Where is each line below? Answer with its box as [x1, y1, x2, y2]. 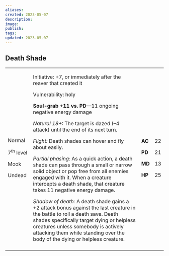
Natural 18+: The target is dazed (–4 [33, 120, 120, 127]
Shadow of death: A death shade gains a [33, 198, 129, 205]
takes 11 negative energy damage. [33, 187, 116, 194]
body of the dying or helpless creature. [33, 235, 125, 242]
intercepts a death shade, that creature [33, 180, 125, 187]
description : [5, 17, 33, 22]
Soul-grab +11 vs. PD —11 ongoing [33, 102, 119, 109]
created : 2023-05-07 [5, 12, 49, 17]
